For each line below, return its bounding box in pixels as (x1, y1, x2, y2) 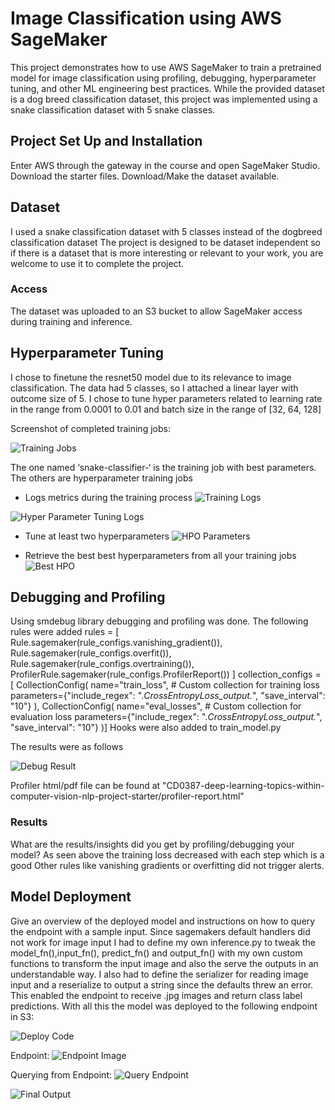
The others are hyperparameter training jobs (10, 472, 193, 484)
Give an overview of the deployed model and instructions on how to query (10, 915, 316, 927)
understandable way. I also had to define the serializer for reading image (10, 968, 309, 980)
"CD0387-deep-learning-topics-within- (162, 780, 325, 792)
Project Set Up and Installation (10, 133, 203, 150)
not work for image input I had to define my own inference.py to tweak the (10, 936, 316, 948)
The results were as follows (10, 741, 124, 753)
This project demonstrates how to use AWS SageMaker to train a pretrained (10, 61, 322, 73)
